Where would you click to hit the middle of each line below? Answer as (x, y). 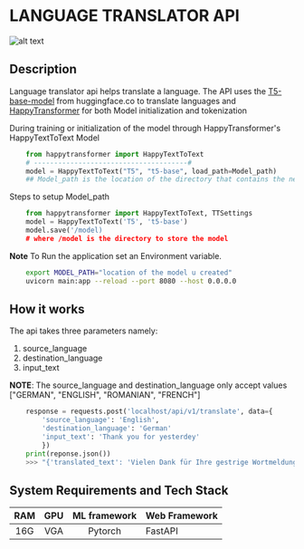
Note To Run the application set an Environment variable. (115, 255)
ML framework (104, 515)
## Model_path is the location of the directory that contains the (155, 179)
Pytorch (104, 531)
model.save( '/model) (64, 230)
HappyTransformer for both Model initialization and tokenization (128, 111)
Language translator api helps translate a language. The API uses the (138, 91)
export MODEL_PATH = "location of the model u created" (129, 273)
